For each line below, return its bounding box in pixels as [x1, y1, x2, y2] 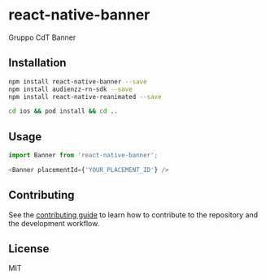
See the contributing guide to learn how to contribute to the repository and [8, 209, 259, 220]
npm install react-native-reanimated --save [8, 92, 162, 101]
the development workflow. [8, 218, 100, 228]
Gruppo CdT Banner [8, 32, 76, 42]
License [8, 242, 50, 256]
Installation [8, 56, 67, 70]
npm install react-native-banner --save [8, 77, 148, 86]
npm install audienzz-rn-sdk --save [8, 85, 133, 93]
